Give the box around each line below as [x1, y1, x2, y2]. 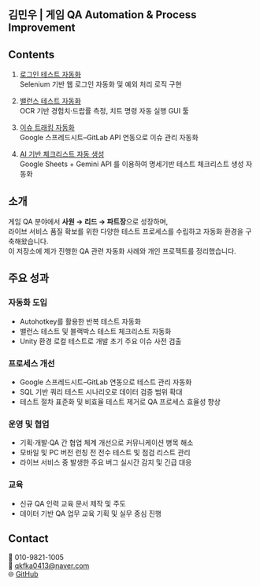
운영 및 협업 [8, 418, 50, 429]
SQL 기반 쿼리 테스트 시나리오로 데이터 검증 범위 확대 [19, 388, 183, 396]
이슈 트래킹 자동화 [19, 123, 75, 132]
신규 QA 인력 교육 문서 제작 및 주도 [19, 499, 126, 508]
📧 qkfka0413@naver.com [8, 561, 90, 570]
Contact [8, 532, 49, 545]
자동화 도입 [8, 297, 48, 308]
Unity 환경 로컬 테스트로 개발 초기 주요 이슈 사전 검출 [19, 336, 182, 346]
